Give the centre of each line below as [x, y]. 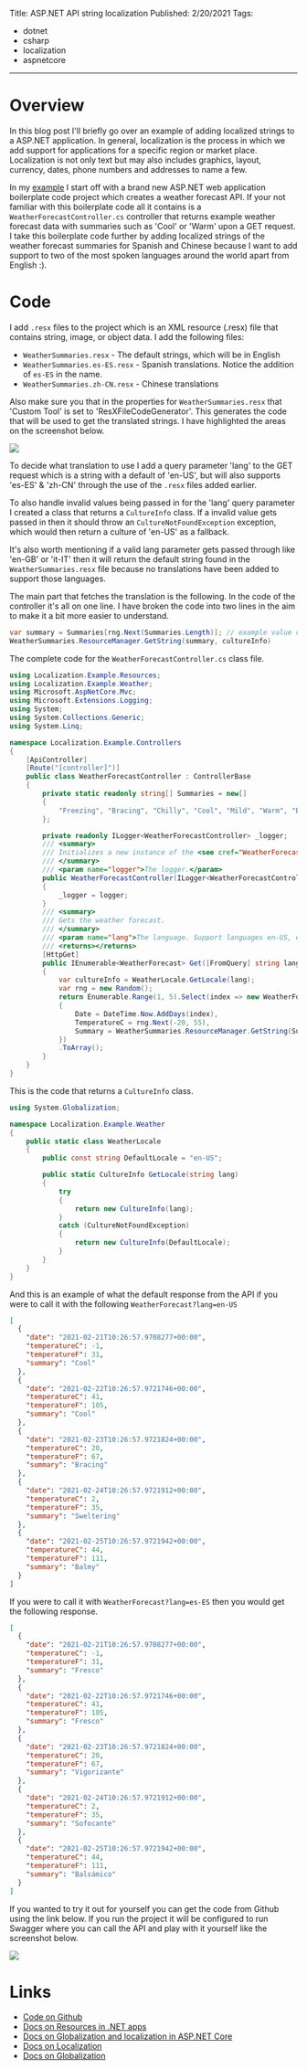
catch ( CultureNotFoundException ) [124, 1226]
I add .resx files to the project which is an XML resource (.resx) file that [144, 327]
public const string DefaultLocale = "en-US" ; [132, 1158]
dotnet [35, 31]
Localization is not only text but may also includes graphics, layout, [136, 160]
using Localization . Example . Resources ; [85, 675]
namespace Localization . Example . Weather [88, 1124]
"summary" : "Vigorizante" [75, 1772]
